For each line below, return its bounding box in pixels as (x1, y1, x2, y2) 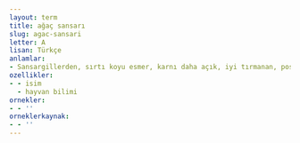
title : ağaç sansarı (9, 21, 87, 30)
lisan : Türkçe (9, 46, 62, 55)
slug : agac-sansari (9, 29, 82, 38)
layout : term (9, 12, 58, 22)
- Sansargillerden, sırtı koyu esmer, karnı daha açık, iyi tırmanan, (9, 63, 278, 72)
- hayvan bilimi (17, 87, 78, 96)
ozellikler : (9, 71, 54, 80)
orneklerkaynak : (9, 112, 70, 121)
